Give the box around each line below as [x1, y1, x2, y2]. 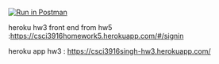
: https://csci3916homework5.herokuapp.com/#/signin [8, 32, 184, 40]
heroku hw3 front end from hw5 [8, 23, 113, 32]
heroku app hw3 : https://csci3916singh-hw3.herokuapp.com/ [8, 47, 212, 55]
